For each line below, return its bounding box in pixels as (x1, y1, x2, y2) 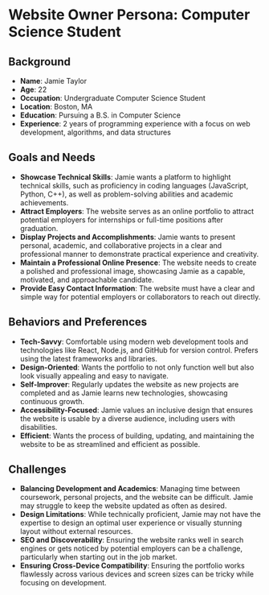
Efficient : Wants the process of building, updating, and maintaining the (19, 431, 255, 440)
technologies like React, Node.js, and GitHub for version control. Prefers (19, 345, 259, 355)
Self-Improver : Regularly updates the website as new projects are (19, 379, 239, 389)
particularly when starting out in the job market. (19, 552, 178, 562)
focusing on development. (19, 578, 107, 588)
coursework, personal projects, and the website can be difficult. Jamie (19, 493, 254, 502)
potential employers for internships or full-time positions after (19, 215, 223, 225)
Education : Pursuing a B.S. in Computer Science (19, 110, 181, 120)
